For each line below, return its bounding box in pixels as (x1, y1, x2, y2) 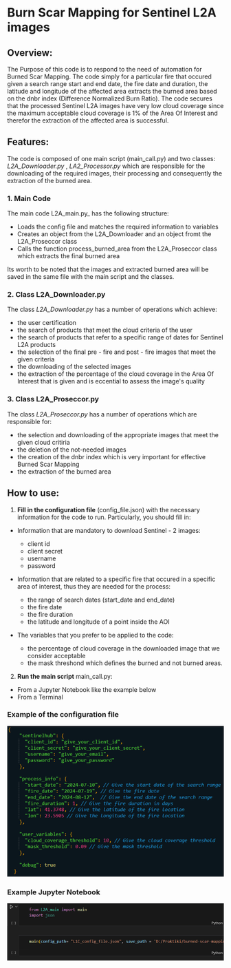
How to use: (7, 487, 60, 499)
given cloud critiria (16, 438, 70, 446)
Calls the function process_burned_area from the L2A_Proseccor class (16, 244, 218, 253)
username (27, 554, 56, 562)
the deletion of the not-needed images (16, 445, 126, 454)
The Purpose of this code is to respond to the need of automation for (7, 65, 203, 73)
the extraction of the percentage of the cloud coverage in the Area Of (16, 370, 214, 378)
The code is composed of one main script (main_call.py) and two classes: (7, 154, 216, 162)
